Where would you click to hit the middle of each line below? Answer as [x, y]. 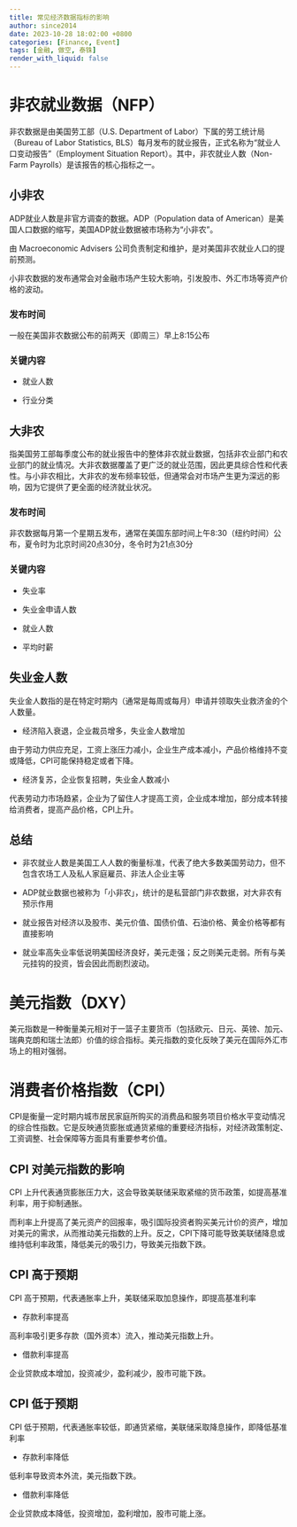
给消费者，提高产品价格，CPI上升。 [74, 809]
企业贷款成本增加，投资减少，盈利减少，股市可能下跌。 [110, 1373]
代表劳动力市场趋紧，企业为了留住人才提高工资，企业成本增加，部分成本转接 [148, 798]
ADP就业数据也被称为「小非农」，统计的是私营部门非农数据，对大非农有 [152, 892]
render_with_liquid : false [59, 58]
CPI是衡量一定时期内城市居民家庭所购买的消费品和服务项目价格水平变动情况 [147, 1117]
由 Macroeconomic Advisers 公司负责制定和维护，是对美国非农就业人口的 [143, 248]
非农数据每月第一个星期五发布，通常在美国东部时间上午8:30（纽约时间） [141, 534]
